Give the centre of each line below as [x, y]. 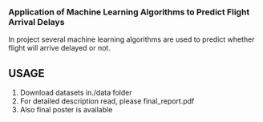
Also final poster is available [66, 110]
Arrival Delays [36, 22]
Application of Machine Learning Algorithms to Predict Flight [129, 12]
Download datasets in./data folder [76, 93]
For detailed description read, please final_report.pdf [107, 101]
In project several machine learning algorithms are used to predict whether [131, 39]
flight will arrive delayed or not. [59, 48]
